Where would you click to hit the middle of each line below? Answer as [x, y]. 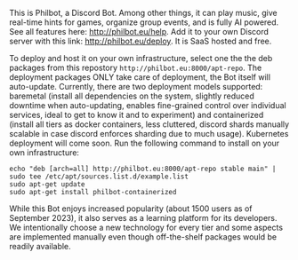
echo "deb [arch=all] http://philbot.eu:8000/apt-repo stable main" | [143, 169]
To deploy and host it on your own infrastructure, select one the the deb [141, 58]
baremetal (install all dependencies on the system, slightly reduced [132, 96]
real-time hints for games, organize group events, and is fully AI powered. [144, 22]
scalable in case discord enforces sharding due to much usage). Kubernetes [149, 134]
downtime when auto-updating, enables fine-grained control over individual [148, 105]
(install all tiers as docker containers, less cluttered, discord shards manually [149, 124]
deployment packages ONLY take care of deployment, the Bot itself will [140, 77]
